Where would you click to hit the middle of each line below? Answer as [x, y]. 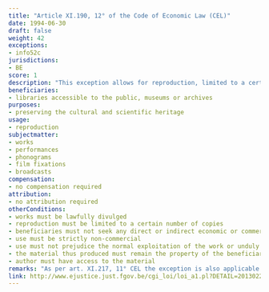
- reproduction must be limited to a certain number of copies [116, 224]
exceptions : [28, 46]
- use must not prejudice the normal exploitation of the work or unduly [134, 246]
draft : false [30, 30]
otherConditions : [37, 209]
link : [17, 276]
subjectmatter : [34, 134]
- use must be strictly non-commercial [75, 239]
